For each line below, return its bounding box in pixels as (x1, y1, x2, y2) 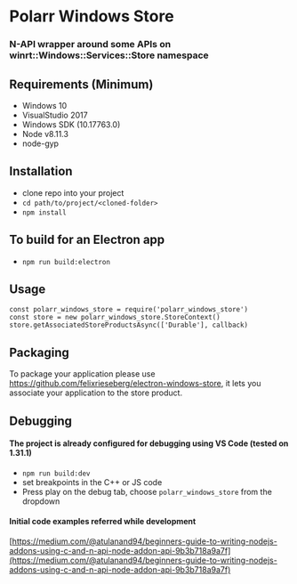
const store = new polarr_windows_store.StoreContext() (9, 313, 221, 322)
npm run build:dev (21, 469, 91, 478)
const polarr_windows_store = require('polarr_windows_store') (9, 305, 249, 314)
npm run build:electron (21, 257, 111, 266)
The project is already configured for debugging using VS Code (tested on (9, 438, 289, 449)
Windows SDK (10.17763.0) (21, 118, 121, 130)
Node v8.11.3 (21, 128, 69, 139)
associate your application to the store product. (9, 387, 183, 398)
